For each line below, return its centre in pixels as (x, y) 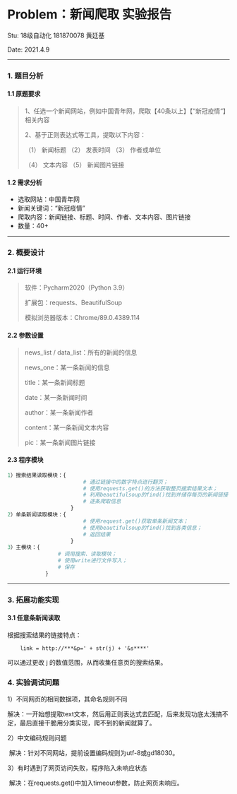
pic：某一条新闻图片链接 (60, 442)
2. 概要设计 (26, 253)
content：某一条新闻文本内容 (67, 427)
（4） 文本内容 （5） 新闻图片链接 (74, 165)
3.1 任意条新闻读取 (34, 618)
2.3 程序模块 (25, 460)
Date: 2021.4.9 (29, 49)
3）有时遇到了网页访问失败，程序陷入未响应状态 (77, 768)
